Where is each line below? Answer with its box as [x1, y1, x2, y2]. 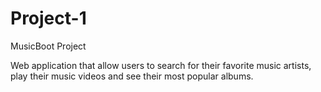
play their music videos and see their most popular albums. [10, 70, 254, 82]
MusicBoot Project [10, 40, 87, 52]
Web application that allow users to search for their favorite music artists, [10, 59, 312, 71]
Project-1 [10, 7, 87, 30]
